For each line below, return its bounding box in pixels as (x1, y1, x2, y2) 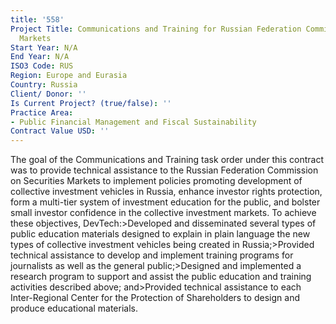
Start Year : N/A (10, 42, 78, 53)
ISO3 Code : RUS (10, 61, 74, 71)
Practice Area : (10, 107, 74, 118)
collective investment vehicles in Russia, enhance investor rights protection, (10, 186, 323, 198)
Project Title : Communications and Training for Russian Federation (10, 24, 302, 34)
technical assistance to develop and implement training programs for (10, 249, 294, 261)
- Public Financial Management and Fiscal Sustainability (10, 117, 257, 127)
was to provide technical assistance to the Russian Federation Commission (10, 164, 319, 176)
